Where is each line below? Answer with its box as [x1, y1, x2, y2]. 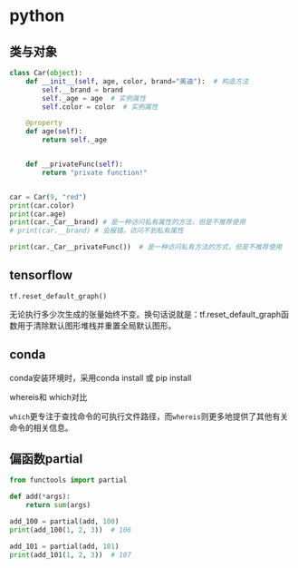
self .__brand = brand [42, 85, 124, 94]
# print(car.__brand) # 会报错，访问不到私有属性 [9, 226, 184, 236]
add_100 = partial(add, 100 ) [9, 517, 120, 526]
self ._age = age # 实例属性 [42, 93, 147, 103]
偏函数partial [9, 451, 83, 467]
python [9, 5, 65, 26]
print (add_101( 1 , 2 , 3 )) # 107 [9, 550, 131, 559]
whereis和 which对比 [9, 391, 88, 402]
